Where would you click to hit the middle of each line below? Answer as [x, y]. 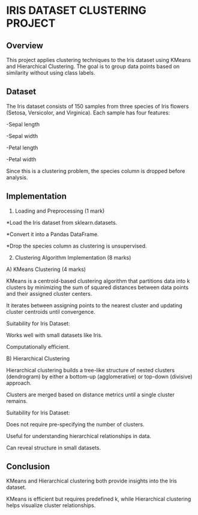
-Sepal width [22, 136]
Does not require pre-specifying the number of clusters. [76, 424]
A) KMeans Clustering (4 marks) [46, 269]
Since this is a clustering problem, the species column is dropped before [96, 171]
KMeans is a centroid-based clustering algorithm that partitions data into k [98, 281]
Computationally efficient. [38, 346]
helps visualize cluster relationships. [51, 505]
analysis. [17, 177]
